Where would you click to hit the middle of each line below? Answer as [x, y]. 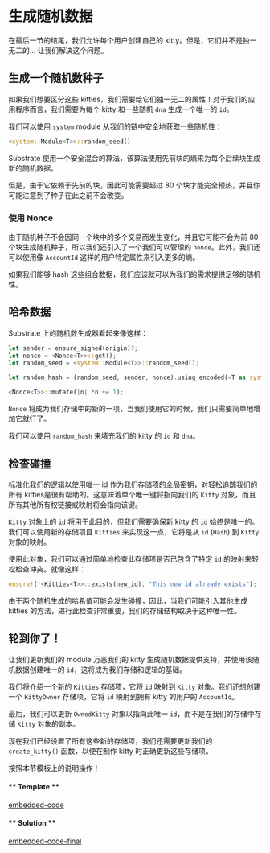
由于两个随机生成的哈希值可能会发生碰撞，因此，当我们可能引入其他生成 [128, 600]
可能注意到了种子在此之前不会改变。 [68, 195]
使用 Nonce [31, 218]
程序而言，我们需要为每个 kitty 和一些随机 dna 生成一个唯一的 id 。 [124, 109]
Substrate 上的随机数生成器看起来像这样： [78, 333]
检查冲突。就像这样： [50, 569]
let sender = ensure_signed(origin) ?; [73, 348]
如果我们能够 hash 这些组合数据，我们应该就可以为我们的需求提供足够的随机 [135, 274]
